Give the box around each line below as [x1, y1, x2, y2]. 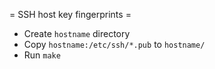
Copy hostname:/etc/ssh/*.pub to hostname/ [23, 39, 206, 50]
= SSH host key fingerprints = [9, 9, 132, 20]
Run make [23, 49, 61, 61]
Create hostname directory [23, 28, 131, 39]
